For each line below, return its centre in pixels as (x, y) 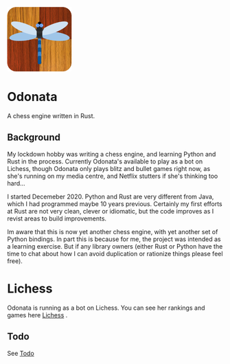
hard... (16, 183)
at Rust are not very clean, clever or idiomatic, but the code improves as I (111, 211)
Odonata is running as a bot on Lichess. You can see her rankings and (106, 308)
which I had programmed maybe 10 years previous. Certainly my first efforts (115, 204)
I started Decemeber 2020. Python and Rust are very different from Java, (111, 196)
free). (15, 261)
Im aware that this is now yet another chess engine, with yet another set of (113, 231)
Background (34, 138)
